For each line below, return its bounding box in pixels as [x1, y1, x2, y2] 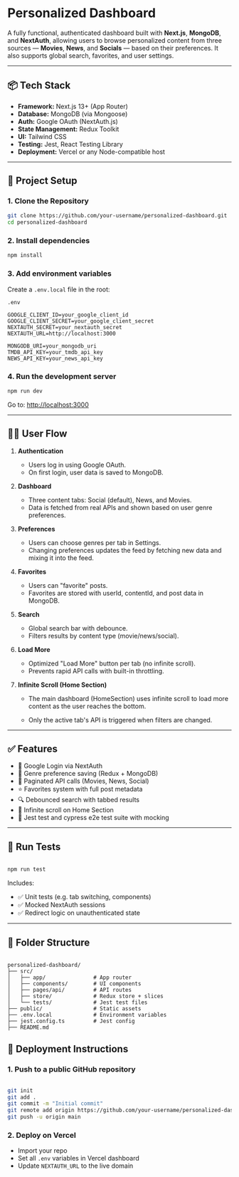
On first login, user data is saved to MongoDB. [28, 468, 164, 477]
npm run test [7, 866, 46, 873]
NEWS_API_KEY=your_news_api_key [7, 355, 103, 362]
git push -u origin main [7, 1114, 81, 1121]
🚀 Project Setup [7, 175, 78, 187]
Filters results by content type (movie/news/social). [28, 631, 179, 640]
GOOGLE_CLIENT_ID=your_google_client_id [7, 311, 129, 318]
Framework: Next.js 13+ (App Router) [17, 102, 128, 110]
